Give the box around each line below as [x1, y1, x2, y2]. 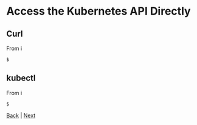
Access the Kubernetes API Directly [6, 4, 191, 18]
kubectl [6, 73, 36, 84]
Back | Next [6, 112, 36, 119]
